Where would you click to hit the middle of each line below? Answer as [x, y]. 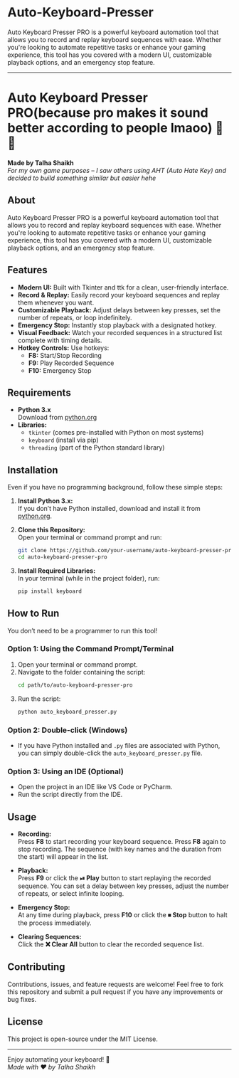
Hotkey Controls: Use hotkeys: [63, 348]
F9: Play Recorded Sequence [71, 363]
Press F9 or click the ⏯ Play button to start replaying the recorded [114, 878]
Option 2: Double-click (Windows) [68, 730]
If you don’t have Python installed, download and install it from [109, 509]
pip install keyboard [49, 591]
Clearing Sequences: [49, 937]
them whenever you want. [56, 302]
